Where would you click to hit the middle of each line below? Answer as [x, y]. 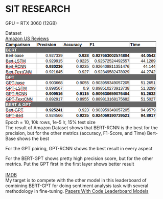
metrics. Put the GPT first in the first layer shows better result [70, 164]
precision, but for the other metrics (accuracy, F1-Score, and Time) [76, 133]
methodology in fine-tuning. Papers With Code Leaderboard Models [77, 191]
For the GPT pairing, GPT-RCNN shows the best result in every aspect [79, 148]
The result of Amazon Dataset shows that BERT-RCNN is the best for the [82, 127]
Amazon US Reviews [27, 38]
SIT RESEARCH [38, 9]
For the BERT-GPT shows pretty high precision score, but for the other [79, 158]
